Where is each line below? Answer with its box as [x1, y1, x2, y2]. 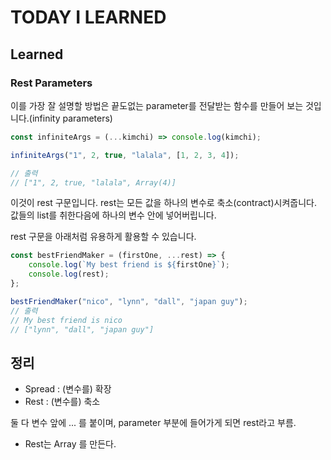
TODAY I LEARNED [10, 6, 167, 29]
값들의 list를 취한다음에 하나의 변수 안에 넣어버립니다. [10, 209, 217, 221]
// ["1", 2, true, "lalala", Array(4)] [10, 177, 177, 188]
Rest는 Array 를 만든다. [24, 438, 117, 450]
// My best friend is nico [10, 315, 123, 325]
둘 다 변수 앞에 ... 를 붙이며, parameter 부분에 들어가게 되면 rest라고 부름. [10, 417, 297, 429]
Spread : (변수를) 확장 [24, 383, 112, 395]
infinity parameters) [31, 112, 113, 124]
